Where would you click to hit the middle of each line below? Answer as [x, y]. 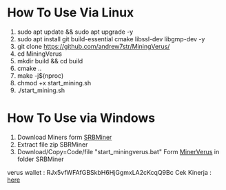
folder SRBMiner [40, 159]
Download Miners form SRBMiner [64, 137]
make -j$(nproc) [40, 75]
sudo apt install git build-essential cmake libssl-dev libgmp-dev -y [111, 39]
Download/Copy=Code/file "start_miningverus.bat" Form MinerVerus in [118, 151]
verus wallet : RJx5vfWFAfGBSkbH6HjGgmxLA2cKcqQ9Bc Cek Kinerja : [110, 172]
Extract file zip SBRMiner [52, 144]
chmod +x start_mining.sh [54, 83]
